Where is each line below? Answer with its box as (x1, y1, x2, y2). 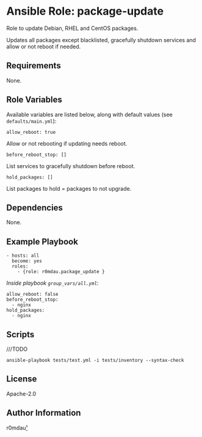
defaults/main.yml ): (6, 117, 57, 125)
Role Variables (6, 95, 62, 105)
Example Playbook (6, 237, 78, 247)
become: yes (12, 258, 43, 264)
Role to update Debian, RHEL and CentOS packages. (6, 24, 139, 32)
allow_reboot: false (6, 292, 59, 298)
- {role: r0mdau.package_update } (17, 269, 105, 275)
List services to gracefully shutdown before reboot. (6, 162, 135, 169)
